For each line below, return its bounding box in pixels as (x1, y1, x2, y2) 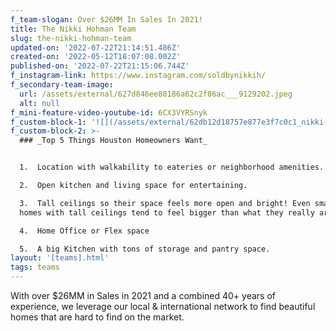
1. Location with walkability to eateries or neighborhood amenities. (19, 162, 325, 173)
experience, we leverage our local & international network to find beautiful (10, 301, 316, 312)
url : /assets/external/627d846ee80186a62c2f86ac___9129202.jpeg (19, 89, 293, 99)
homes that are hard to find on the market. (10, 311, 185, 323)
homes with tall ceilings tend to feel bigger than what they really (19, 207, 315, 218)
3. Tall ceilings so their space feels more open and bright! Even (19, 198, 311, 208)
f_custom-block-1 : (10, 117, 87, 127)
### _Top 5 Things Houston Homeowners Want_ (19, 136, 208, 146)
